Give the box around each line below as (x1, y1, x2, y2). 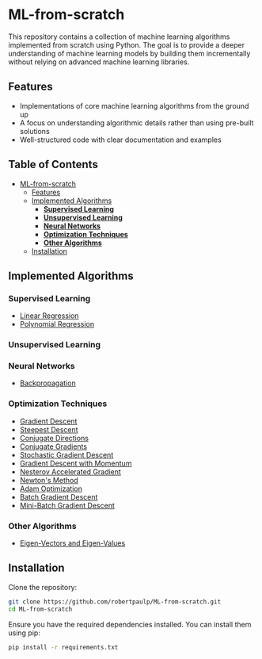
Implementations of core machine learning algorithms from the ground (19, 101, 249, 110)
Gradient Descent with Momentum (19, 458, 132, 468)
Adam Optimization (19, 484, 83, 493)
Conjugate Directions (19, 433, 89, 443)
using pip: (8, 628, 41, 638)
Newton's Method (19, 475, 78, 485)
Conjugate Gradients (19, 442, 88, 451)
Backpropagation (19, 378, 77, 388)
